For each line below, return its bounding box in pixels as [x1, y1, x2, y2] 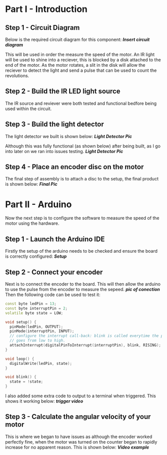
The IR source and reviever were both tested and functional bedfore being [5, 100, 157, 106]
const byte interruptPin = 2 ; [5, 305, 68, 311]
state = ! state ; [9, 379, 43, 384]
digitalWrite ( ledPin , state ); [9, 361, 72, 366]
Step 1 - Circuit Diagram [5, 23, 80, 32]
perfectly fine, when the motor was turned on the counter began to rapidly [5, 439, 158, 445]
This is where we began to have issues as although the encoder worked [5, 434, 153, 440]
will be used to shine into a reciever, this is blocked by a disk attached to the [5, 57, 161, 63]
